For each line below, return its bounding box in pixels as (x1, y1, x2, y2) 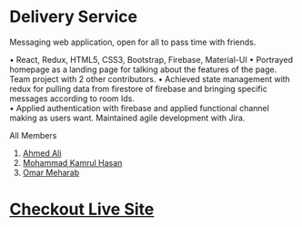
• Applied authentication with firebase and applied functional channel (9, 102, 270, 113)
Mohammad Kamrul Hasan (22, 157, 123, 168)
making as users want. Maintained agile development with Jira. (9, 112, 246, 123)
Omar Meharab (22, 167, 80, 178)
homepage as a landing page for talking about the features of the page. (9, 64, 277, 75)
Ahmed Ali (22, 148, 62, 159)
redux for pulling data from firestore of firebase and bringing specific (9, 83, 268, 94)
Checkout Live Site (9, 199, 155, 220)
